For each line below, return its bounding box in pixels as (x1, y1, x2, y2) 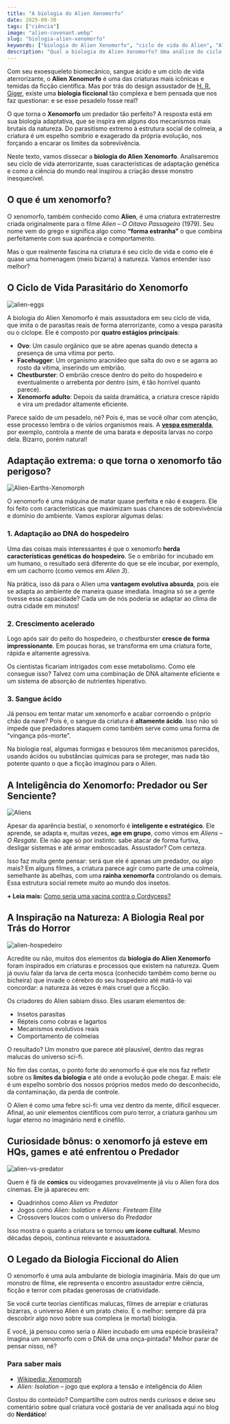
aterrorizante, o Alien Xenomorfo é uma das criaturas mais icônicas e (7, 74, 205, 82)
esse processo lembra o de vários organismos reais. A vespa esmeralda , (7, 420, 214, 429)
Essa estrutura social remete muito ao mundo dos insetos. (7, 879, 171, 887)
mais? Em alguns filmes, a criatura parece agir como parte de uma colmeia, (7, 864, 220, 872)
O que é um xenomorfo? (7, 194, 112, 206)
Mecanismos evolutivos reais (16, 1024, 99, 1032)
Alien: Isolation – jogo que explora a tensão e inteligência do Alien (16, 1382, 203, 1390)
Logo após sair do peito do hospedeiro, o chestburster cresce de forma (7, 634, 210, 642)
